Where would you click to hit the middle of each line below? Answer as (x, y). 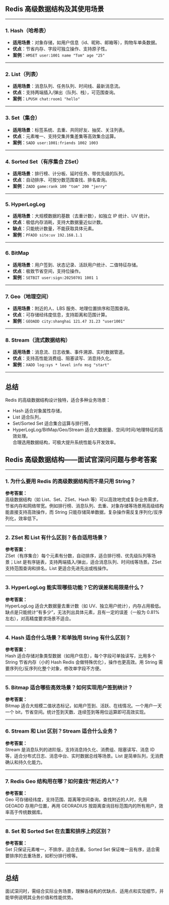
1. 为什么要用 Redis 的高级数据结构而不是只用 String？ (70, 481)
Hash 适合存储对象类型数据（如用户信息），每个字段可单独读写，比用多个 (80, 656)
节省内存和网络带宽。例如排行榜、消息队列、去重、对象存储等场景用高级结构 (84, 506)
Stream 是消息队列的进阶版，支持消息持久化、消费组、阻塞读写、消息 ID (80, 749)
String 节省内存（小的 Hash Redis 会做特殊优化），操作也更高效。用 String (81, 662)
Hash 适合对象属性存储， (38, 411)
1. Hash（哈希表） (27, 30)
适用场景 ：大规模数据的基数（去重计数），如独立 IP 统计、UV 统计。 (82, 216)
